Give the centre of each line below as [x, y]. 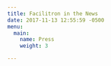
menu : [15, 26]
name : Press [37, 40]
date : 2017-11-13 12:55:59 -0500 [56, 20]
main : [22, 33]
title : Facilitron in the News [53, 14]
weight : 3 [34, 46]
